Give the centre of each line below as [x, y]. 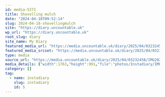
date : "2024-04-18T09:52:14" [35, 19]
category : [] [18, 69]
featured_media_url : [26, 46]
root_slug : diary [23, 37]
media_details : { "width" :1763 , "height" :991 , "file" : [59, 64]
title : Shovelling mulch [30, 14]
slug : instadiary [32, 82]
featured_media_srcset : [29, 50]
